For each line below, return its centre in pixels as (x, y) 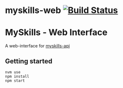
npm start (15, 81)
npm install (17, 76)
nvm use (13, 72)
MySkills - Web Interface (56, 33)
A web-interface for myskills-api (37, 46)
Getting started (29, 61)
